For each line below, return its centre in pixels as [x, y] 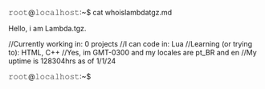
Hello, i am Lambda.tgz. [47, 28]
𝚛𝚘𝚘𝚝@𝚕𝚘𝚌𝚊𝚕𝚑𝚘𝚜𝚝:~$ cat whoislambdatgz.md [90, 12]
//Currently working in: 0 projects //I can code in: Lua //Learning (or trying [130, 44]
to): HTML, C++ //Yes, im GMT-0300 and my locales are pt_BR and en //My [132, 53]
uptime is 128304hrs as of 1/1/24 [62, 61]
